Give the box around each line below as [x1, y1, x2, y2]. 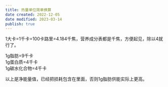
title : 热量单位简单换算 [5, 7, 52, 13]
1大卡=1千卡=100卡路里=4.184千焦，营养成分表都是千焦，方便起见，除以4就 [5, 36, 163, 42]
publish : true [5, 21, 35, 27]
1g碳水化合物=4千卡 [5, 65, 47, 71]
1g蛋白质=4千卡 [5, 59, 38, 65]
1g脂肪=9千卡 [5, 53, 34, 59]
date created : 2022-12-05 [5, 12, 60, 17]
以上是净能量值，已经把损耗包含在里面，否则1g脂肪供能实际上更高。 [5, 76, 148, 82]
